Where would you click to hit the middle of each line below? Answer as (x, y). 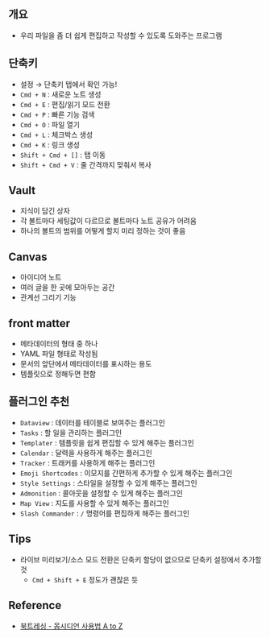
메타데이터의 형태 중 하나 (59, 344)
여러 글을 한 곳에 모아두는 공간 (67, 288)
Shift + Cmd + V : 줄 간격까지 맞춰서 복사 (85, 164)
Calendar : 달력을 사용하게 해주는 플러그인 (86, 453)
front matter (39, 323)
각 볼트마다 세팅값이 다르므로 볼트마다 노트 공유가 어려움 (108, 221)
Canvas (28, 257)
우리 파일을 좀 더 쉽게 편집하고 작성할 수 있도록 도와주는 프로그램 (121, 35)
